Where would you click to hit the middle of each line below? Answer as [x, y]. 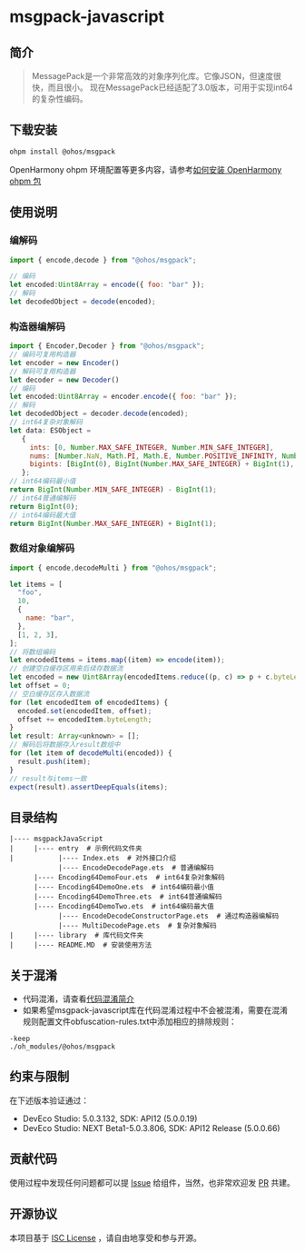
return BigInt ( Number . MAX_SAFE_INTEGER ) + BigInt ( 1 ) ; [113, 523]
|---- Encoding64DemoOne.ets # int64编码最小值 [124, 888]
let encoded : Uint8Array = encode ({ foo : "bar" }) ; [107, 285]
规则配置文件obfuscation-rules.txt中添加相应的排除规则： [130, 1022]
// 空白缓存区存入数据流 [49, 694]
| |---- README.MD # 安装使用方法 [81, 945]
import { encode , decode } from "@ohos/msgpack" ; [103, 260]
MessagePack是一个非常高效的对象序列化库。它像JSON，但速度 [152, 76]
